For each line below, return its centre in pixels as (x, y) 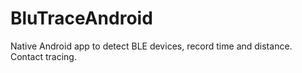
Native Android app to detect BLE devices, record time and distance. (151, 46)
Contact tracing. (43, 56)
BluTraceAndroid (81, 18)
